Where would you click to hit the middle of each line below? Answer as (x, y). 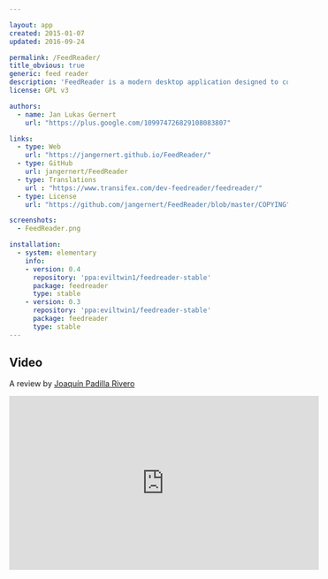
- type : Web (39, 147)
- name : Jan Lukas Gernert (67, 114)
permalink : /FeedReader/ (55, 57)
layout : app (31, 25)
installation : (35, 245)
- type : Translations (57, 179)
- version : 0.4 (53, 269)
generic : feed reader (49, 74)
